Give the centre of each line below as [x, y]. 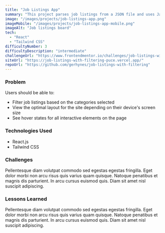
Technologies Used [29, 131]
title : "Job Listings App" [33, 10]
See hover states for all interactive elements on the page [69, 118]
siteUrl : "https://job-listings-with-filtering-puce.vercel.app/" [74, 60]
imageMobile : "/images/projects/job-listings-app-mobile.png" [70, 23]
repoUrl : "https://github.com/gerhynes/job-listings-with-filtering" [78, 65]
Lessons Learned [26, 199]
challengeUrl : [20, 56]
